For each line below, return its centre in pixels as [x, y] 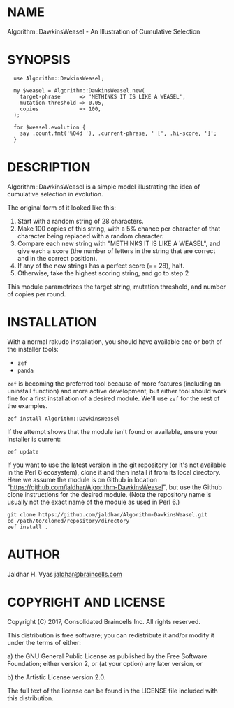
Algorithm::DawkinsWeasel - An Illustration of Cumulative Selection [104, 31]
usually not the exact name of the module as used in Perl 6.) [94, 502]
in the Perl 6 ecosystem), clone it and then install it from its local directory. [114, 472]
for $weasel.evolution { [50, 127]
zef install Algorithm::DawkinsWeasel [64, 419]
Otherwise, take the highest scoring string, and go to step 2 [103, 273]
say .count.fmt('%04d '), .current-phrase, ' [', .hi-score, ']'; [118, 133]
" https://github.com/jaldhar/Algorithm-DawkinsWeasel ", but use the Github [115, 487]
